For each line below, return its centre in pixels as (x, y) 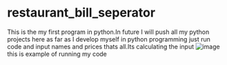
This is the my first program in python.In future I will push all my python (108, 32)
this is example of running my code (57, 54)
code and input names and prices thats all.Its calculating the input (101, 46)
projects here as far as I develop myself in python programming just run (109, 39)
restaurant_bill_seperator (81, 13)
